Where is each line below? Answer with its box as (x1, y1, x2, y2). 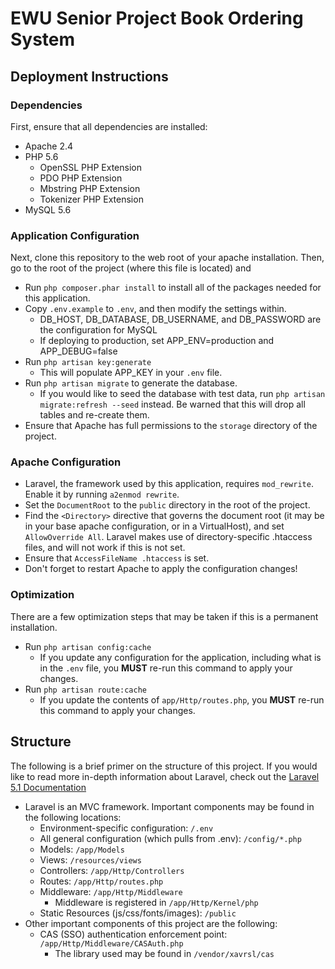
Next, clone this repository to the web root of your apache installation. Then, (10, 252, 325, 264)
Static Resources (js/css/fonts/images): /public (39, 907, 237, 919)
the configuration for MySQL (39, 324, 158, 336)
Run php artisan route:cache (24, 683, 147, 695)
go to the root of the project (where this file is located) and (10, 262, 252, 274)
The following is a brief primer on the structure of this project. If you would (10, 760, 318, 772)
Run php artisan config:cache (24, 640, 152, 652)
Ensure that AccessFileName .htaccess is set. (24, 552, 210, 564)
